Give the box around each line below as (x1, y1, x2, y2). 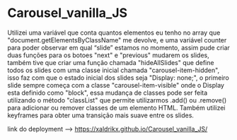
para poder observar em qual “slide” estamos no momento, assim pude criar (7, 43, 230, 52)
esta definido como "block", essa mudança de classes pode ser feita (7, 88, 208, 97)
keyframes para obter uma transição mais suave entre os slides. (7, 111, 195, 119)
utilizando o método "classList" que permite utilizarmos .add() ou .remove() (7, 95, 227, 104)
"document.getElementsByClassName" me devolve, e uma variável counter (7, 35, 227, 44)
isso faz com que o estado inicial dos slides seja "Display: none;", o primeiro (7, 73, 230, 82)
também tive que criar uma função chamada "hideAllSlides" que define (7, 58, 214, 66)
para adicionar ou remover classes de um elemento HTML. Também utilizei (7, 103, 226, 112)
